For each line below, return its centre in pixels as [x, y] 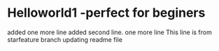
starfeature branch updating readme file [65, 39]
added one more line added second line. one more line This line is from [109, 32]
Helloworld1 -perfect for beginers [106, 13]
